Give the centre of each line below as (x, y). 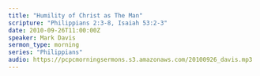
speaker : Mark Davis (42, 38)
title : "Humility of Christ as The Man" (76, 15)
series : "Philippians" (45, 52)
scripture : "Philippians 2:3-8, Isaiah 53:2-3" (88, 23)
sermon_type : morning (44, 45)
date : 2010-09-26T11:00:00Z (55, 30)
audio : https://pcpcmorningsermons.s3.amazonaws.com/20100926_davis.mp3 (130, 60)
